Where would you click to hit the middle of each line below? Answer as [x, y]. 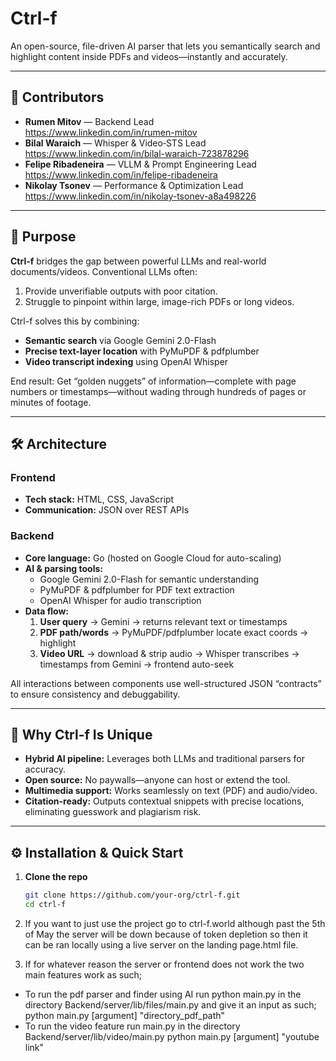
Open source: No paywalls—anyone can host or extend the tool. [157, 780]
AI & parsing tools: [63, 568]
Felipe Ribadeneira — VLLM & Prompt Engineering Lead [140, 164]
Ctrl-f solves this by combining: [75, 321]
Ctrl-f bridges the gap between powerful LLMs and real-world [138, 261]
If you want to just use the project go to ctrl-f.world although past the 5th [175, 923]
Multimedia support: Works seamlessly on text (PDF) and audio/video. [171, 791]
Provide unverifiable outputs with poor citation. [121, 291]
